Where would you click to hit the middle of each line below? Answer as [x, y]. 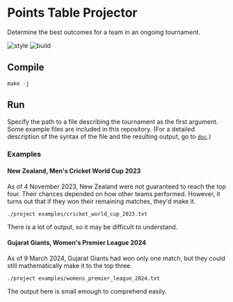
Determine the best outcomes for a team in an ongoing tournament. [104, 32]
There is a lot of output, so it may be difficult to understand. [93, 227]
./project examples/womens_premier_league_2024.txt [83, 278]
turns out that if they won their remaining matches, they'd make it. [102, 201]
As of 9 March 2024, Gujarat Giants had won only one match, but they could [116, 258]
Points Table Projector [72, 13]
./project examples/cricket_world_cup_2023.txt [78, 214]
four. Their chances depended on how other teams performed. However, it [114, 193]
